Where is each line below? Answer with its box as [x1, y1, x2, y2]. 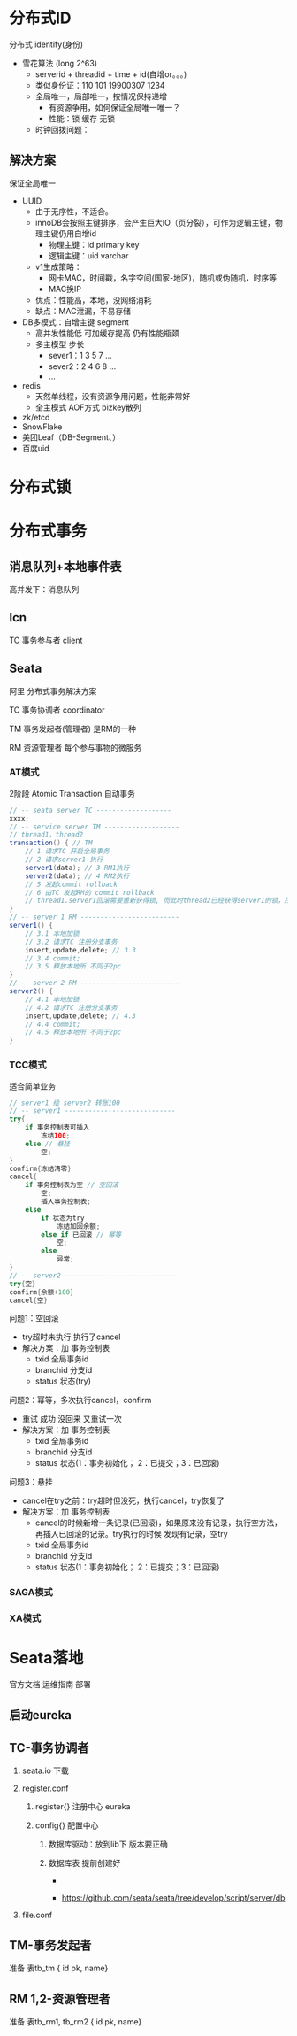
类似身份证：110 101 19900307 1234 [34, 80, 165, 90]
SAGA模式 [9, 1586, 53, 1599]
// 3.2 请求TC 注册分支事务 [25, 937, 118, 946]
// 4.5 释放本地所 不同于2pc [25, 1028, 122, 1037]
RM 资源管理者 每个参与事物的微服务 [9, 742, 142, 752]
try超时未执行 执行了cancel [21, 1331, 121, 1342]
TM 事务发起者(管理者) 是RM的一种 [9, 723, 137, 734]
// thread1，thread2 [9, 830, 84, 839]
